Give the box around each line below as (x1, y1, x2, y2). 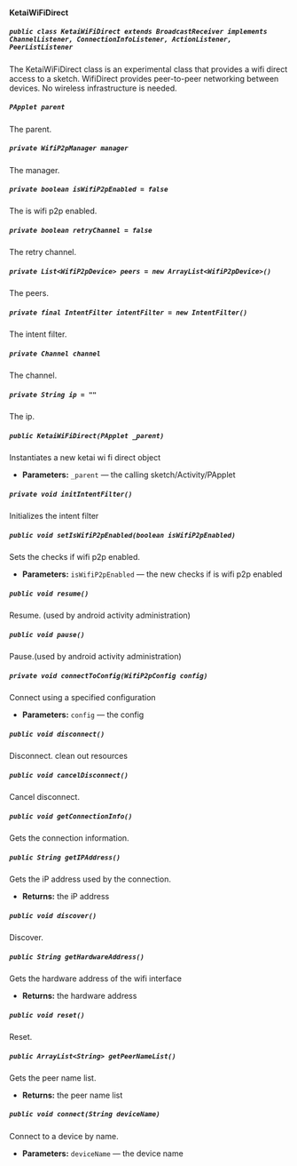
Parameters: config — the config (21, 709, 145, 720)
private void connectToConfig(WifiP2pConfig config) (9, 671, 208, 680)
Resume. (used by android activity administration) (9, 610, 191, 621)
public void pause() (9, 630, 86, 639)
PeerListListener (9, 43, 74, 52)
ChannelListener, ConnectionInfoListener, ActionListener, (9, 36, 232, 44)
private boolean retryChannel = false (9, 227, 152, 236)
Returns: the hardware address (21, 990, 137, 1001)
